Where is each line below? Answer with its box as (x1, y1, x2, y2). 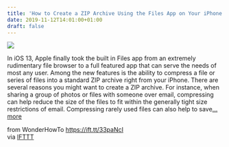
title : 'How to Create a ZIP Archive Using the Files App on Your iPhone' (7, 10, 226, 17)
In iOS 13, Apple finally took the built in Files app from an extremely (7, 54, 197, 62)
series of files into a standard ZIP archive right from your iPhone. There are (7, 76, 219, 84)
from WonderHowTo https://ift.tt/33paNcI (7, 126, 123, 134)
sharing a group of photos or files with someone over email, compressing (7, 90, 214, 99)
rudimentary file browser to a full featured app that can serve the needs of (7, 62, 217, 70)
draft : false (7, 23, 45, 29)
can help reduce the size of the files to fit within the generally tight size (7, 98, 208, 106)
